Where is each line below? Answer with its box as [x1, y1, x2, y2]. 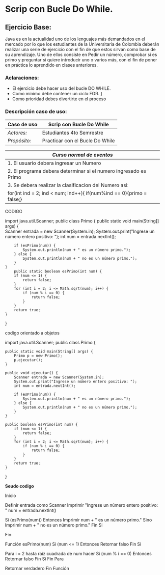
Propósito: [7, 137, 31, 144]
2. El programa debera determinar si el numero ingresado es [7, 167, 146, 174]
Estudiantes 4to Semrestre [42, 129, 104, 136]
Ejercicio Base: [5, 23, 52, 31]
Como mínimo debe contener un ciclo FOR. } [12, 91, 103, 97]
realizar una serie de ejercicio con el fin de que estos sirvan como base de [5, 47, 156, 52]
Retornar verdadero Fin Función [5, 565, 70, 571]
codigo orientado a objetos [5, 330, 60, 336]
